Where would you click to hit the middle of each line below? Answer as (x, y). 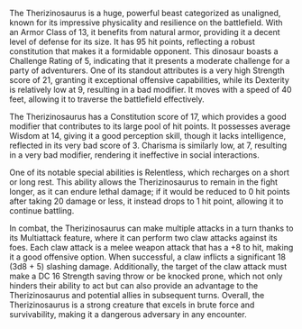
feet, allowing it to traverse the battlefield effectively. (107, 99)
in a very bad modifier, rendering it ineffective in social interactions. (134, 155)
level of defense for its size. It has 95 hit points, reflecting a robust (132, 41)
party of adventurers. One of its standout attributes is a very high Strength (147, 70)
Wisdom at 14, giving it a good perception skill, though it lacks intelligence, (148, 136)
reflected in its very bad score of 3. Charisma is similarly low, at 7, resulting (148, 145)
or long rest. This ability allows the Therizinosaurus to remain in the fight (143, 182)
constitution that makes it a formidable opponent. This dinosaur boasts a (144, 51)
